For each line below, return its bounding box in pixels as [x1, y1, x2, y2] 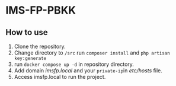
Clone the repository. [14, 43, 66, 50]
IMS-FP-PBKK [5, 4, 76, 17]
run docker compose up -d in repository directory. [14, 60, 135, 68]
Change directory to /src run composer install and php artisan [14, 49, 170, 56]
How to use [5, 27, 48, 37]
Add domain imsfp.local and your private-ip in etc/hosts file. [14, 67, 162, 74]
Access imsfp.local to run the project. [14, 74, 106, 80]
